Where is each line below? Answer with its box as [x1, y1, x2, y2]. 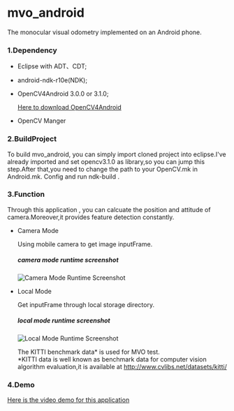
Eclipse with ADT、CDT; [17, 62, 87, 70]
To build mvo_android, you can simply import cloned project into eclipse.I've [7, 150, 226, 158]
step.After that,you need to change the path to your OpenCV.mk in [7, 165, 198, 173]
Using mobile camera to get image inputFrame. [17, 239, 153, 248]
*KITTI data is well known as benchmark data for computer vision [17, 354, 207, 364]
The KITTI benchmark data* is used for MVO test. [17, 348, 161, 356]
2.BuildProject [7, 134, 57, 144]
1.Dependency [7, 45, 57, 55]
